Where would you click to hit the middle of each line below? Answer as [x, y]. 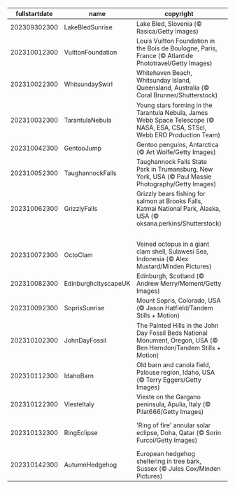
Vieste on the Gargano [169, 397]
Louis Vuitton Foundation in [176, 41]
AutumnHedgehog [91, 464]
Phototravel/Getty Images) [174, 63]
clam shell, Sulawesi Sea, [172, 251]
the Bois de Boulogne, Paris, [177, 48]
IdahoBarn [79, 376]
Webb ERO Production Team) [178, 135]
